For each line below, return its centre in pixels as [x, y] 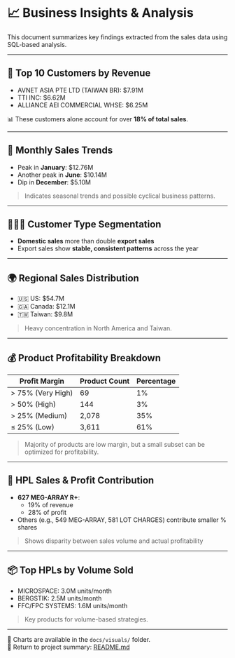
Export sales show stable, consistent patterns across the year [108, 248]
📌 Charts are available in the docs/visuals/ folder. [79, 639]
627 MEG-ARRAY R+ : [49, 497]
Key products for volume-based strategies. [86, 619]
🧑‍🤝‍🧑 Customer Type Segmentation [84, 224]
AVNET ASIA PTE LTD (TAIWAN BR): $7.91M [80, 90]
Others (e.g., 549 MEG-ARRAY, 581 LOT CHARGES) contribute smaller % [122, 520]
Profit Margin [42, 381]
